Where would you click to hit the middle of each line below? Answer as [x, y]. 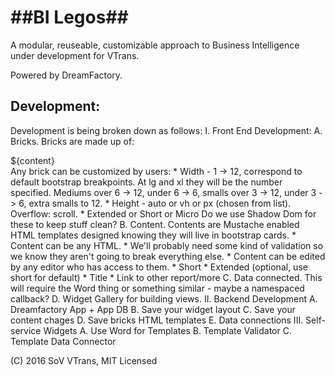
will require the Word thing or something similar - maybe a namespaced [157, 288]
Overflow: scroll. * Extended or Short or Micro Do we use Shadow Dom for [163, 213]
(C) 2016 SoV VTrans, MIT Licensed [84, 360]
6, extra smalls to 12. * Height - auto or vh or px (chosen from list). [155, 203]
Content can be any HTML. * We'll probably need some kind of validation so [167, 245]
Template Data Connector [63, 341]
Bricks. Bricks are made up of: [72, 141]
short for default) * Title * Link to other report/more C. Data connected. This [166, 277]
